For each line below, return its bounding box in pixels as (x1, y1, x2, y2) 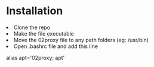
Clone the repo (14, 24, 51, 31)
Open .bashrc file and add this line (14, 43, 98, 50)
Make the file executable (14, 30, 75, 37)
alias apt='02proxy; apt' (6, 54, 65, 61)
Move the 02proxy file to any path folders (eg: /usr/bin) (14, 36, 149, 43)
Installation (6, 4, 63, 18)
